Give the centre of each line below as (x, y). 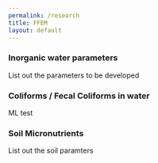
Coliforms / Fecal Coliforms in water (79, 96)
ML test (21, 112)
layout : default (35, 30)
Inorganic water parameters (63, 58)
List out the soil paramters (51, 150)
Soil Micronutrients (46, 133)
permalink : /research (44, 15)
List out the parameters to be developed (74, 75)
